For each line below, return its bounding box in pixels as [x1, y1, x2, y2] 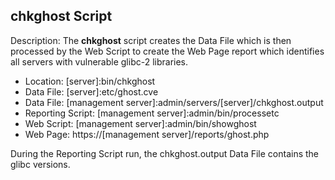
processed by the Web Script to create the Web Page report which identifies [10, 45, 325, 57]
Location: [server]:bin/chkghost [24, 75, 156, 87]
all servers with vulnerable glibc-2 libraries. [10, 55, 189, 68]
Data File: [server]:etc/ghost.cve [24, 85, 159, 98]
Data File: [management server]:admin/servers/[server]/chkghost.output [24, 96, 324, 108]
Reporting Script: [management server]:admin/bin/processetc [24, 107, 280, 119]
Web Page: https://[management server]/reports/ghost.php [24, 128, 270, 140]
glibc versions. [10, 158, 71, 170]
